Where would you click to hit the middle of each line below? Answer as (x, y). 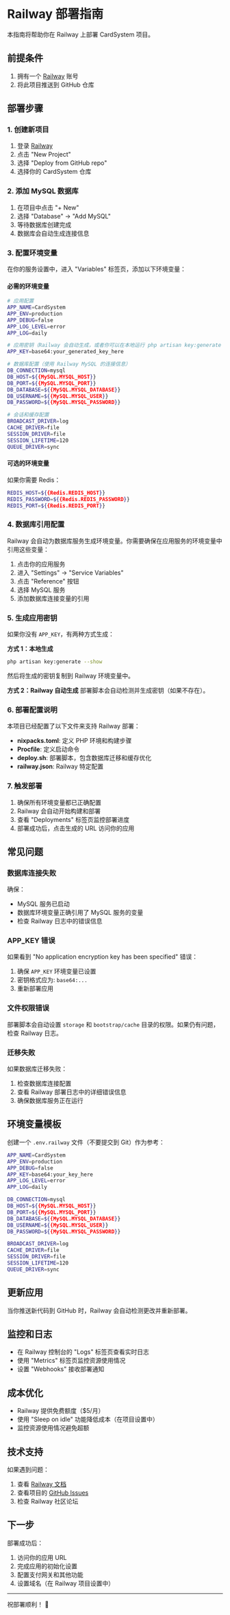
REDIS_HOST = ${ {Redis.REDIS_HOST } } (56, 493)
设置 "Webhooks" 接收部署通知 (61, 1369)
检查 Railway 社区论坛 (48, 1502)
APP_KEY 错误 (31, 941)
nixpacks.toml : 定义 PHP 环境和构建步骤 (74, 741)
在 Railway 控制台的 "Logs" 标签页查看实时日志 (83, 1352)
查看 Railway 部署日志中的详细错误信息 (72, 1092)
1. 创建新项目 (28, 130)
